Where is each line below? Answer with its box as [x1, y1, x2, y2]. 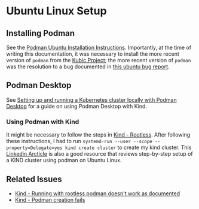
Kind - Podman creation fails [14, 196, 85, 203]
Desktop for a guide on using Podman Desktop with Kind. [6, 102, 148, 110]
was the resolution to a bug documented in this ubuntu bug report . [6, 63, 170, 70]
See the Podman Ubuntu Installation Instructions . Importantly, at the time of [6, 44, 192, 51]
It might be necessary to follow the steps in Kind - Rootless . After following [6, 131, 191, 138]
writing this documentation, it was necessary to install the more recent [6, 50, 179, 57]
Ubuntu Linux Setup [6, 4, 107, 18]
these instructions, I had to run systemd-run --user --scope [6, 138, 152, 145]
